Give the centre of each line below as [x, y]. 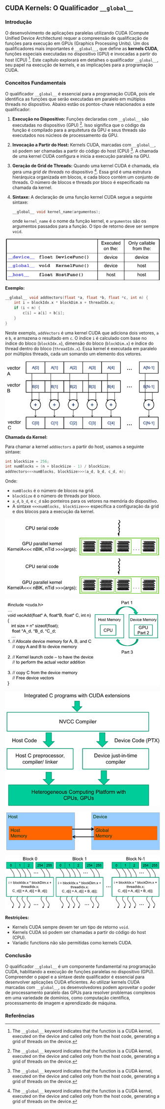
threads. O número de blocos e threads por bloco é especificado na [81, 182]
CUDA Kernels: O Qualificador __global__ [69, 8]
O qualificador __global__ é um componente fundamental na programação [81, 966]
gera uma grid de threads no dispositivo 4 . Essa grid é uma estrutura [82, 171]
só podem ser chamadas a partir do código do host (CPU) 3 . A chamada [85, 150]
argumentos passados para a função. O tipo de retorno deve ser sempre [85, 226]
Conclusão [18, 956]
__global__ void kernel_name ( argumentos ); [56, 212]
